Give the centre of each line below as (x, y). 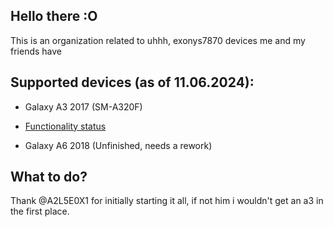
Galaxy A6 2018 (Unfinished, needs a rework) (118, 145)
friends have (36, 51)
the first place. (40, 211)
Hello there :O (54, 16)
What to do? (49, 177)
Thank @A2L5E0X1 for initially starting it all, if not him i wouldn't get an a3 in (167, 201)
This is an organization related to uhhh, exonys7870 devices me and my (158, 40)
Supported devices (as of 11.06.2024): (132, 82)
